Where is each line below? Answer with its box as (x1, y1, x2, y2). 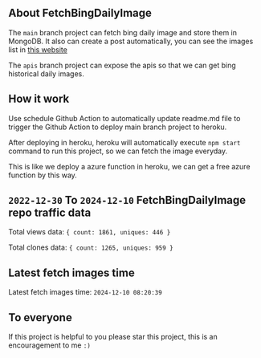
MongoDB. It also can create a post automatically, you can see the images (8, 36, 254, 46)
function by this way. (8, 170, 78, 180)
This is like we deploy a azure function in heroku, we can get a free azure (8, 161, 251, 171)
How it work (8, 92, 70, 106)
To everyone (8, 311, 72, 324)
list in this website (8, 44, 68, 55)
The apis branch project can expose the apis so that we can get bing (8, 60, 237, 70)
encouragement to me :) (8, 340, 91, 350)
